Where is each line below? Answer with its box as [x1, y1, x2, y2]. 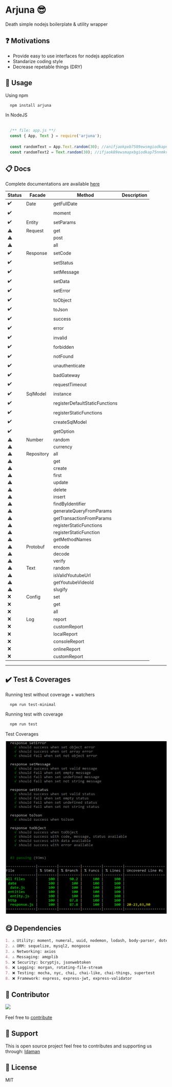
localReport [53, 631, 78, 637]
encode [53, 543, 70, 550]
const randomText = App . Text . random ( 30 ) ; [10, 144, 100, 149]
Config [26, 594, 41, 600]
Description [122, 192, 147, 198]
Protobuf [26, 543, 45, 550]
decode [53, 550, 70, 557]
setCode [53, 250, 72, 256]
